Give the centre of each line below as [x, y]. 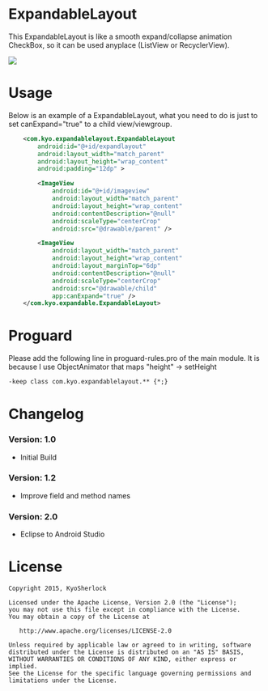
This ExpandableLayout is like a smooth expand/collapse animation [120, 36]
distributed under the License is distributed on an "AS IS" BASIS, [126, 652]
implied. [23, 667]
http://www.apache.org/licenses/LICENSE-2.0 [96, 631]
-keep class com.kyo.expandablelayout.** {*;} [88, 382]
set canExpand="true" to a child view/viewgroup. [90, 124]
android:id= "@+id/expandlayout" [92, 146]
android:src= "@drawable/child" [104, 288]
